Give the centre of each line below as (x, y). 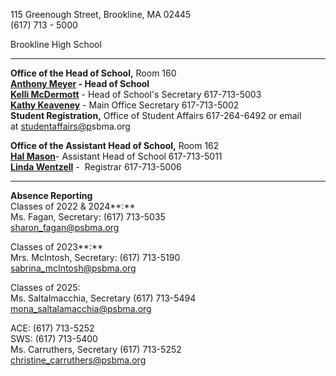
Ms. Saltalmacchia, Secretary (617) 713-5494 (103, 298)
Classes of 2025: (45, 287)
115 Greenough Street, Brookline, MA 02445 (101, 14)
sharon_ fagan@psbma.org (65, 227)
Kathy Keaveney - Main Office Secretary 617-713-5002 (125, 105)
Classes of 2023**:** (56, 247)
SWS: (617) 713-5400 (54, 338)
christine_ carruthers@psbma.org (78, 360)
